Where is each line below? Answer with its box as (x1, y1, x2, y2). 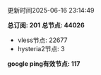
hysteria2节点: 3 (17, 45, 65, 53)
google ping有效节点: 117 (7, 60, 81, 68)
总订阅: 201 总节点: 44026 (7, 21, 85, 29)
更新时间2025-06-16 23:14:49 (7, 6, 95, 14)
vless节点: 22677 (17, 36, 68, 44)
